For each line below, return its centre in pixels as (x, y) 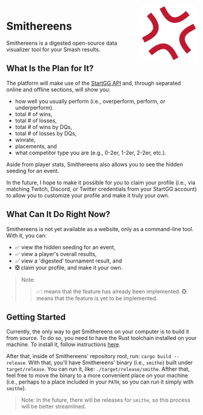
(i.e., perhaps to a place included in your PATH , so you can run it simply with (100, 382)
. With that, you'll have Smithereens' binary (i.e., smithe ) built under (109, 363)
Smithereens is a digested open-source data (62, 43)
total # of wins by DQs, (44, 127)
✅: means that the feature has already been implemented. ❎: (112, 291)
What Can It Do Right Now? (58, 214)
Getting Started (36, 317)
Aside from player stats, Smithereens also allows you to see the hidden (95, 164)
